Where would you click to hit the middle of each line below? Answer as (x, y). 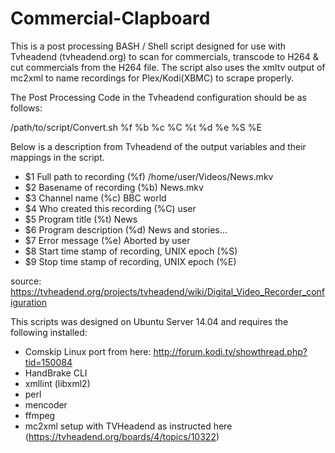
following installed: (49, 332)
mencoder (46, 404)
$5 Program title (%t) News (81, 219)
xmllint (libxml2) (57, 383)
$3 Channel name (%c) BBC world (95, 198)
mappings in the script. (57, 157)
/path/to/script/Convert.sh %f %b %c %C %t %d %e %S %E (136, 127)
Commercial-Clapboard (110, 18)
